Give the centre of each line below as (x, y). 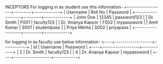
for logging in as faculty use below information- (53, 42)
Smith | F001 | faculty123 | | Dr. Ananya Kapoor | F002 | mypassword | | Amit (81, 22)
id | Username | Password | (61, 47)
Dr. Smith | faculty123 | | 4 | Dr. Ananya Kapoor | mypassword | (89, 52)
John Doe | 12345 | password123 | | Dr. (115, 17)
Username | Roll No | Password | (99, 12)
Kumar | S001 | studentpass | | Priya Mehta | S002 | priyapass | (68, 27)
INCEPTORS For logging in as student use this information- (64, 7)
